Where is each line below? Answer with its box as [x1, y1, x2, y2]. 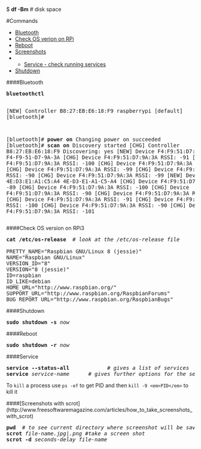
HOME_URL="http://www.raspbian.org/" [6, 284, 117, 291]
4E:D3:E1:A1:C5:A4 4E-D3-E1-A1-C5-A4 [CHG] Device [6, 178, 158, 185]
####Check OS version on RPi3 [6, 225, 85, 231]
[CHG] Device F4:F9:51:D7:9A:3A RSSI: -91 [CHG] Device [6, 196, 173, 203]
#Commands [6, 17, 38, 24]
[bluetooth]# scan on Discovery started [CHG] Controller [6, 142, 180, 149]
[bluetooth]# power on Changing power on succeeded [6, 136, 162, 143]
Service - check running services [23, 61, 106, 68]
